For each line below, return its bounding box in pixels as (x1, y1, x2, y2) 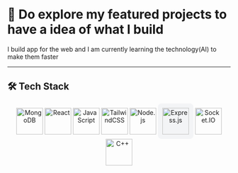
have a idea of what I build (7, 21, 164, 38)
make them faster (7, 52, 59, 61)
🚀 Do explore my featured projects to (7, 6, 227, 23)
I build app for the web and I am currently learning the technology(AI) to (7, 45, 217, 53)
